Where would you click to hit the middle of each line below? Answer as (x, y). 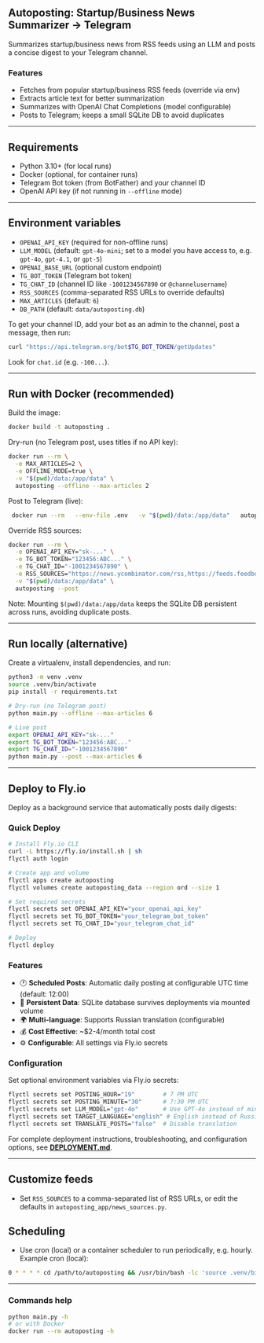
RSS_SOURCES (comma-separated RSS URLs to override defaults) (122, 292)
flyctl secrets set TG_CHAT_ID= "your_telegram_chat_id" (101, 924)
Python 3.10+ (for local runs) (66, 166)
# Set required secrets (47, 902)
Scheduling (37, 1232)
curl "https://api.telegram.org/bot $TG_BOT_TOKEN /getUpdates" (112, 347)
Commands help (40, 1301)
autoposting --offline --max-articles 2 (82, 486)
